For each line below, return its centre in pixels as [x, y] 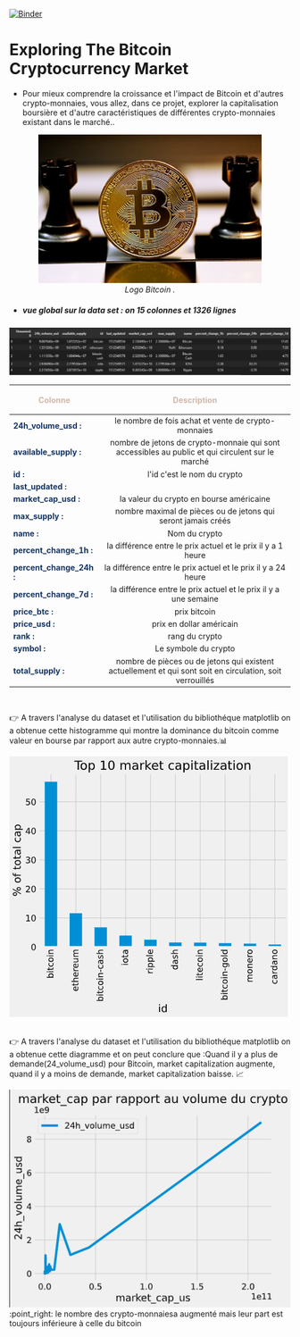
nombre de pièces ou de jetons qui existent [195, 661]
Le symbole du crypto [195, 648]
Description [195, 400]
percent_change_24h [54, 568]
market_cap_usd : [46, 499]
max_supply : [38, 516]
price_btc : [33, 611]
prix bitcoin [195, 611]
